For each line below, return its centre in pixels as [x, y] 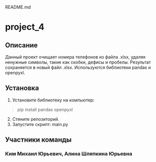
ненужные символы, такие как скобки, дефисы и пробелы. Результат [78, 62]
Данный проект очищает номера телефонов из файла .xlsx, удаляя [75, 57]
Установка [22, 88]
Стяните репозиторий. [36, 119]
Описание [21, 45]
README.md [18, 7]
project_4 [25, 27]
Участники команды [38, 140]
